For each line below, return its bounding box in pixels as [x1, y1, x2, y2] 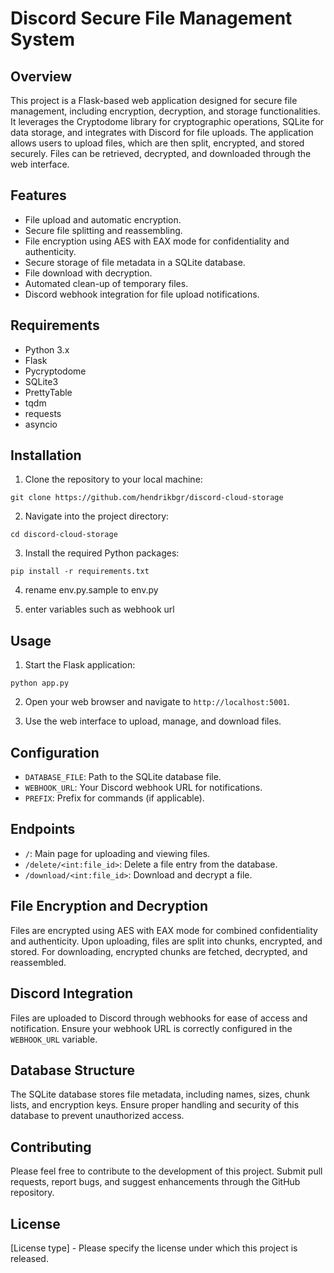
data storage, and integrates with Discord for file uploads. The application [10, 127, 314, 138]
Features [10, 187, 67, 204]
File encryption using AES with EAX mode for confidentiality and [24, 235, 290, 247]
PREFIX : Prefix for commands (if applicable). [24, 792, 205, 804]
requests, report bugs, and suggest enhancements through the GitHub [10, 1176, 301, 1188]
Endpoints [10, 821, 76, 838]
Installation [10, 447, 82, 464]
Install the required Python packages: [24, 547, 180, 559]
